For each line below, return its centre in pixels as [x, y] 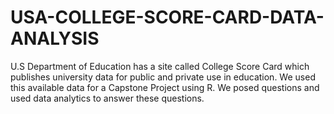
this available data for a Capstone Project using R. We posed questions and [165, 87]
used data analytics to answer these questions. [107, 98]
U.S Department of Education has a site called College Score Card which [160, 66]
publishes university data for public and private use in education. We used [163, 77]
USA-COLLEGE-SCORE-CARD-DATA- [167, 17]
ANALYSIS [55, 38]
